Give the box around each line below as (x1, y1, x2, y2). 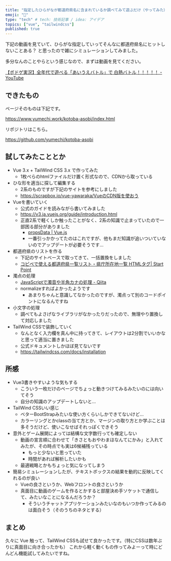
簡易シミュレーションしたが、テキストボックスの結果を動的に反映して (12, 468, 160, 475)
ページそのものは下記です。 (5, 105, 63, 111)
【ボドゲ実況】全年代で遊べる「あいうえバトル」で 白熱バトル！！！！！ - (5, 69, 162, 76)
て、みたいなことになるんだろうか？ (20, 494, 96, 500)
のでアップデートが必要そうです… (32, 241, 104, 248)
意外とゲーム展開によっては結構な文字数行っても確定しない (12, 430, 137, 436)
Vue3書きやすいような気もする (12, 379, 78, 385)
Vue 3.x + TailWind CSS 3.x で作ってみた (12, 167, 99, 173)
